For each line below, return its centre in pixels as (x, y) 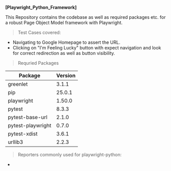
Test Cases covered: (39, 32)
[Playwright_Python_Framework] (41, 7)
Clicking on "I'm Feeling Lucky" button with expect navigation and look (87, 48)
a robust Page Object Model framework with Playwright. (64, 23)
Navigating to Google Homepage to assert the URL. (66, 42)
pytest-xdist (23, 134)
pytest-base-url (27, 117)
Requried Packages (38, 63)
